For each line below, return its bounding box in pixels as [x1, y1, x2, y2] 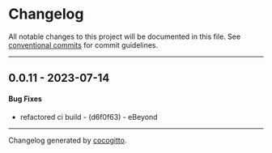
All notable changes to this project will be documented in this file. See [8, 32, 241, 41]
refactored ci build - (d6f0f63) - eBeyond [19, 112, 158, 121]
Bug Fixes [8, 94, 43, 104]
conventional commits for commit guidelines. [8, 40, 159, 49]
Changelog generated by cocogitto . [8, 135, 127, 145]
